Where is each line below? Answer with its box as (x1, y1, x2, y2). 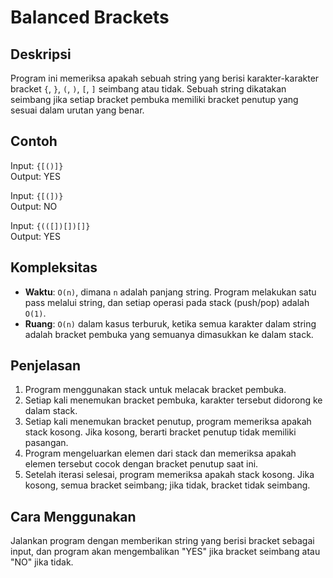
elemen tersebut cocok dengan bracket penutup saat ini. (24, 458, 259, 470)
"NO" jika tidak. (10, 556, 74, 568)
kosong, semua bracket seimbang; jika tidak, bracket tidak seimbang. (24, 479, 311, 491)
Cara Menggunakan (10, 508, 137, 525)
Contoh (10, 133, 58, 150)
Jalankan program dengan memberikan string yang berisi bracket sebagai (10, 535, 315, 547)
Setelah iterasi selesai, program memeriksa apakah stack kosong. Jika (24, 469, 315, 481)
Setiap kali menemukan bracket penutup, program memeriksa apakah (24, 416, 312, 428)
